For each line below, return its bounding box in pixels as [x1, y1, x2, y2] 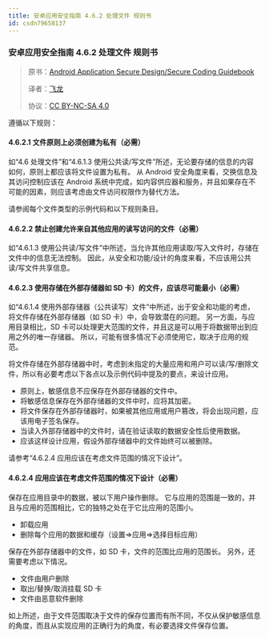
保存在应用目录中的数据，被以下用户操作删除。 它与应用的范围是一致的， [8, 492, 249, 502]
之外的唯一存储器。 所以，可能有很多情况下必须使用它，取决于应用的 [14, 332, 242, 342]
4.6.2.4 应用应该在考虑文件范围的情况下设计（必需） [8, 473, 183, 483]
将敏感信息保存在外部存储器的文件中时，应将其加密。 [19, 396, 196, 406]
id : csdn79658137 [8, 19, 66, 27]
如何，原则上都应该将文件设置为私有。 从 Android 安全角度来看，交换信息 [8, 167, 251, 176]
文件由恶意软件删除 [19, 593, 84, 603]
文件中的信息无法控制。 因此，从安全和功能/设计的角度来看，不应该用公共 [8, 253, 251, 263]
